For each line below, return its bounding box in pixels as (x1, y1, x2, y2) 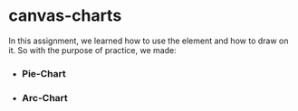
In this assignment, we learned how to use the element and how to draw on (8, 35, 289, 46)
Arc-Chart (21, 91, 69, 104)
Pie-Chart (21, 67, 66, 79)
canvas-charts (8, 5, 122, 26)
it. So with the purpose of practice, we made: (8, 44, 178, 55)
